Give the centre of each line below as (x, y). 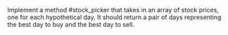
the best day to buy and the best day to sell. (71, 24)
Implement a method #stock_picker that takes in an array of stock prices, (113, 10)
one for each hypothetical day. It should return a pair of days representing (114, 17)
